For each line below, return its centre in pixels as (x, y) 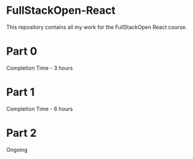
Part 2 (22, 133)
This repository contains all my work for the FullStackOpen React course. (97, 27)
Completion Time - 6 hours (40, 109)
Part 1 (20, 92)
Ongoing (17, 149)
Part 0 (22, 51)
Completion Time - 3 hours (40, 68)
